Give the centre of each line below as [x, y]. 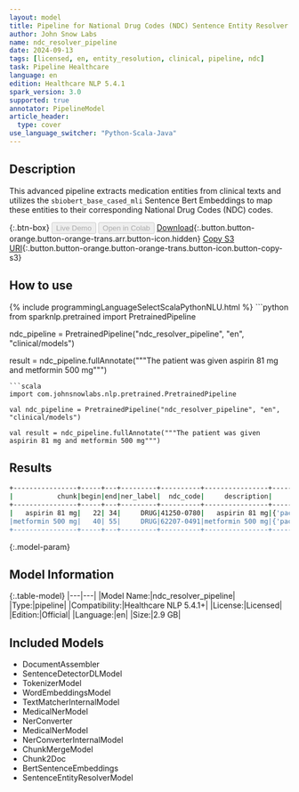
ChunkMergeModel [57, 749]
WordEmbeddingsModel [66, 693]
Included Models [57, 643]
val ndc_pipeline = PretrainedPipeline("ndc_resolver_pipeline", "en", [145, 409]
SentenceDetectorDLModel [72, 674]
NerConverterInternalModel [73, 740]
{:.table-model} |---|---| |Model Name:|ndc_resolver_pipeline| [122, 596]
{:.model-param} [40, 546]
